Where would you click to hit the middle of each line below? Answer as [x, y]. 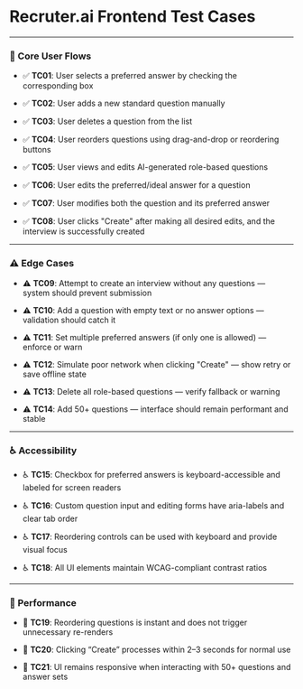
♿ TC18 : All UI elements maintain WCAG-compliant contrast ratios [145, 567]
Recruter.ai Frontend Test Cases [133, 17]
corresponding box [58, 86]
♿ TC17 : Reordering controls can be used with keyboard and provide [150, 536]
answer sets [45, 677]
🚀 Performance [43, 602]
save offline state [55, 374]
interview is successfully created [83, 231]
